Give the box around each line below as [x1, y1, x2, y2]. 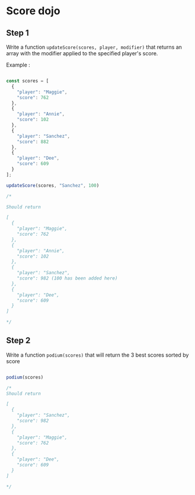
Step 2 [6, 335, 31, 345]
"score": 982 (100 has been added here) [17, 275, 118, 281]
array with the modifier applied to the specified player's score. [6, 50, 158, 57]
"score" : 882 [17, 138, 49, 145]
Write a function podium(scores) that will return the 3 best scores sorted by [6, 351, 189, 358]
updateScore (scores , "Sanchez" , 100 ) [6, 182, 100, 188]
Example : [6, 61, 31, 68]
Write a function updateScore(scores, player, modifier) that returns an [6, 43, 183, 50]
